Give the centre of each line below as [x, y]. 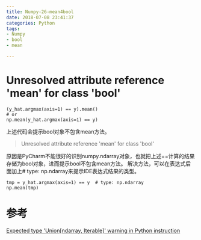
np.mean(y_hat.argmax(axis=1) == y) [52, 120]
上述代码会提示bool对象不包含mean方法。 [58, 131]
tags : [13, 29]
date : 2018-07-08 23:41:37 [40, 17]
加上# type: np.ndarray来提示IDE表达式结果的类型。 [76, 171]
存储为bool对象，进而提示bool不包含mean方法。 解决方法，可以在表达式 [96, 164]
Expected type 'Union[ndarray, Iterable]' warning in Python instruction [93, 230]
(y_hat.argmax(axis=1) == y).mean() [52, 109]
